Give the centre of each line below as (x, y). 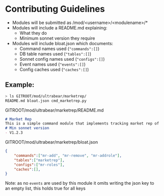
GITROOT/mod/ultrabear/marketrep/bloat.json (52, 142)
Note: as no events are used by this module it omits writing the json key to (80, 183)
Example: (20, 85)
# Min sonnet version (27, 128)
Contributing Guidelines (55, 9)
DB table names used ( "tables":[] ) (55, 54)
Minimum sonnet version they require (57, 38)
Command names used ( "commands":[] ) (59, 49)
